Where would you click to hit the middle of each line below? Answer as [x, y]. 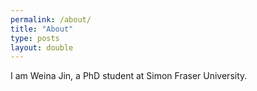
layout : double [42, 47]
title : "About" [42, 29]
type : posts [35, 38]
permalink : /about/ [51, 19]
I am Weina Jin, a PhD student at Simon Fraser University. [129, 76]
